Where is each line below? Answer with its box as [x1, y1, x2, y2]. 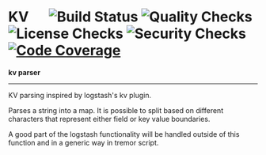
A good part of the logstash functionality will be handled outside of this [8, 129, 240, 138]
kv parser [8, 67, 41, 77]
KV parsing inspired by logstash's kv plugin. [8, 90, 152, 100]
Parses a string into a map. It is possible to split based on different [8, 105, 224, 115]
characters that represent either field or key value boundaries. [8, 114, 211, 123]
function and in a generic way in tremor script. [8, 138, 159, 147]
